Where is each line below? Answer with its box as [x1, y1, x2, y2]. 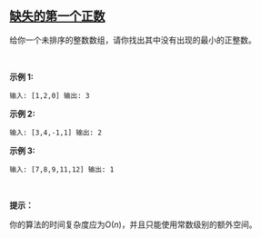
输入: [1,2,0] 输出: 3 [9, 91, 90, 100]
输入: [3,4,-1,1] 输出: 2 [9, 128, 103, 137]
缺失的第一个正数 [9, 8, 105, 25]
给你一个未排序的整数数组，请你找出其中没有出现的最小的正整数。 [9, 35, 256, 45]
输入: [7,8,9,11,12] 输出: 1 [9, 164, 115, 174]
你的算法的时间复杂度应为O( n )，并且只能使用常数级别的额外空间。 [9, 219, 257, 230]
